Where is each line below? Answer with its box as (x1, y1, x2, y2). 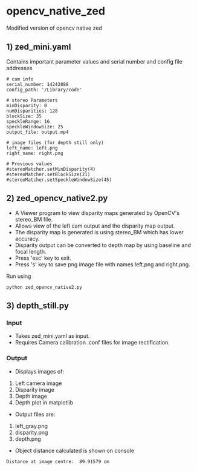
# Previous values (6, 160, 53, 167)
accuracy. (15, 235, 40, 242)
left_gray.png (15, 422, 48, 429)
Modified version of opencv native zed (6, 24, 103, 31)
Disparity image (15, 386, 54, 393)
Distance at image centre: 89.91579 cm (6, 458, 110, 464)
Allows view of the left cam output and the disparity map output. (15, 222, 175, 229)
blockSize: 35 (6, 113, 42, 119)
